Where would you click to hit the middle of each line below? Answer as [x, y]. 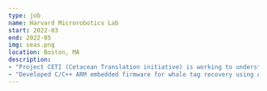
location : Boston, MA [44, 52]
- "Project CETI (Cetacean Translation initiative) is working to [120, 67]
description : [30, 60]
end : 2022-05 [30, 38]
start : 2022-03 [33, 30]
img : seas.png [32, 45]
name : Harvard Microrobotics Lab [64, 23]
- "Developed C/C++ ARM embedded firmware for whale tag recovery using [131, 74]
